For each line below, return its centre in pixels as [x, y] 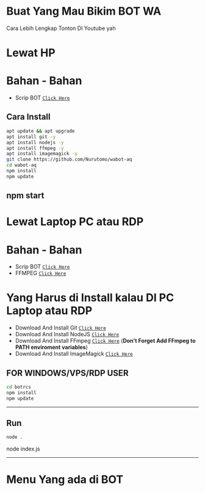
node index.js [23, 449]
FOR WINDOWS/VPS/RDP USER [67, 373]
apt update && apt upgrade [41, 131]
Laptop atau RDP [49, 311]
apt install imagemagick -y [42, 154]
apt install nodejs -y [35, 142]
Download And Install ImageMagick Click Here [74, 354]
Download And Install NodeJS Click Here [67, 334]
